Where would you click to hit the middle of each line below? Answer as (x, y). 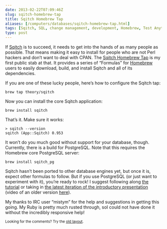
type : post (16, 33)
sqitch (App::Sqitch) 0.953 (34, 133)
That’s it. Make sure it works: (35, 119)
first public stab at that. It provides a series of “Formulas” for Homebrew (79, 63)
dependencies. (20, 73)
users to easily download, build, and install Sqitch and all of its (69, 68)
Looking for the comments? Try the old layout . (44, 222)
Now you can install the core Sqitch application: (54, 101)
